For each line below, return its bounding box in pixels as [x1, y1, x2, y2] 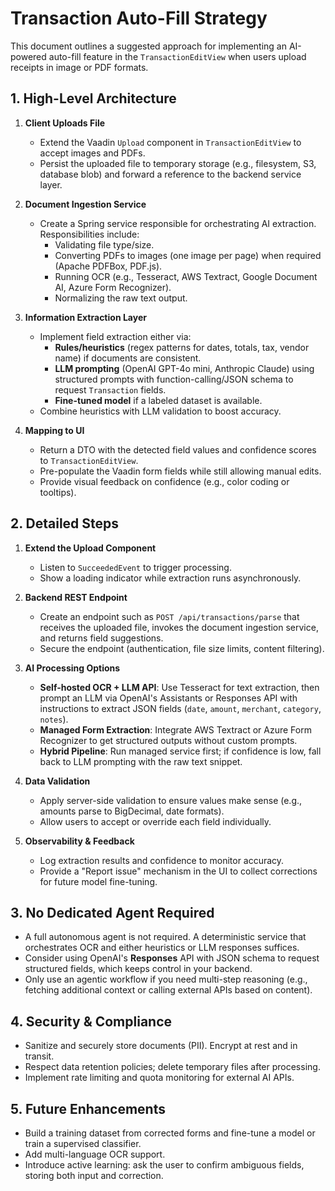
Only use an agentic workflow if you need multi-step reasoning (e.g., [24, 973, 308, 986]
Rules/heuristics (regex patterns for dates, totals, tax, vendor [54, 341, 310, 353]
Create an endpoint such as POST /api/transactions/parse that [39, 610, 300, 622]
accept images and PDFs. [39, 147, 146, 159]
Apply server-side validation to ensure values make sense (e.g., [39, 794, 303, 806]
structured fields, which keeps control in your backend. [24, 963, 253, 975]
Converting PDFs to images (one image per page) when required [54, 249, 322, 261]
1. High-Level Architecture [10, 90, 177, 107]
